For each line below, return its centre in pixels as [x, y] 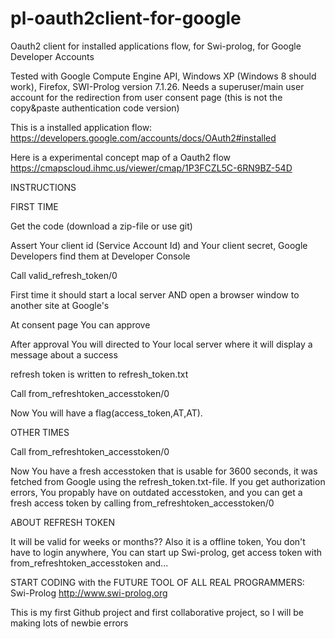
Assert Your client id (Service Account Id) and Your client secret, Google [159, 245]
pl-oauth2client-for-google [126, 18]
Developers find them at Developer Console [100, 256]
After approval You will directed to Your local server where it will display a [161, 344]
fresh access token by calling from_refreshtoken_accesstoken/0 [142, 503]
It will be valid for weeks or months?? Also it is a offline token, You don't [158, 541]
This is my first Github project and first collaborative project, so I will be [157, 612]
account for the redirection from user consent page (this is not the [146, 97]
